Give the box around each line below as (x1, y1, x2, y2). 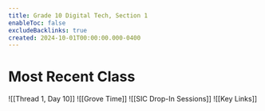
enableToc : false (8, 19, 66, 27)
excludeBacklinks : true (8, 26, 88, 34)
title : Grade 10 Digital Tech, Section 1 (8, 11, 148, 20)
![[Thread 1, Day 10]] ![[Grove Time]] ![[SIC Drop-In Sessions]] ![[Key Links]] (8, 94, 258, 104)
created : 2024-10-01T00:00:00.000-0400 (8, 33, 141, 42)
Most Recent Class (8, 68, 136, 86)
